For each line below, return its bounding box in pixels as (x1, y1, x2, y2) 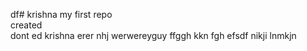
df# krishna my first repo (10, 9, 113, 20)
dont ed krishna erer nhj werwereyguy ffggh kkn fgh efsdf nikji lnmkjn (10, 30, 297, 41)
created (10, 19, 43, 31)
